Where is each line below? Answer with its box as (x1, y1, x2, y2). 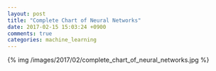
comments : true (7, 30, 53, 37)
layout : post (7, 10, 46, 18)
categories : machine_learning (7, 37, 97, 44)
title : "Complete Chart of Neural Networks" (7, 17, 141, 24)
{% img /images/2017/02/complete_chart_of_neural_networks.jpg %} (7, 56, 210, 64)
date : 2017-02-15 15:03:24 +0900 (7, 23, 107, 30)
